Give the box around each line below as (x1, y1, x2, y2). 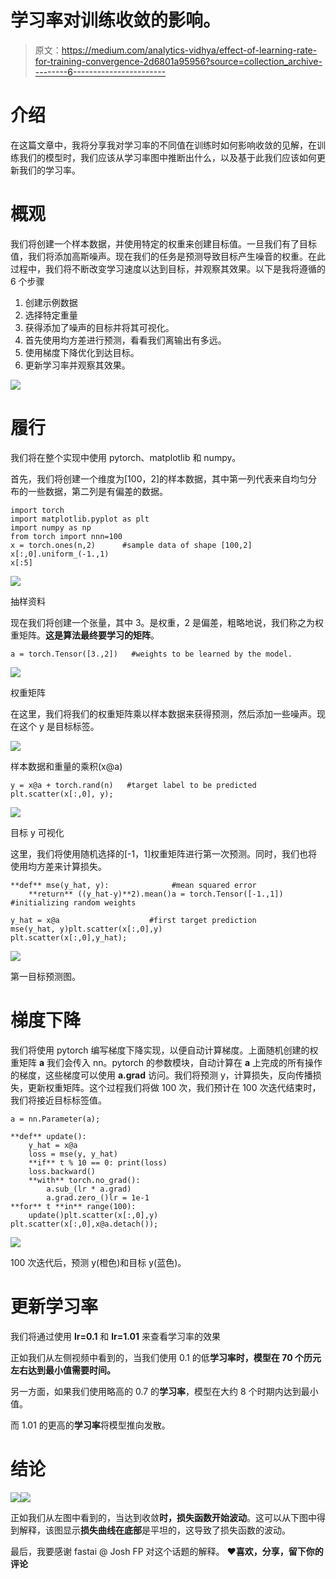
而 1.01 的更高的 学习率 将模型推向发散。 (10, 1419, 171, 1431)
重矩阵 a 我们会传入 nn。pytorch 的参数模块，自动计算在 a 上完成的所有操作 (10, 1056, 323, 1068)
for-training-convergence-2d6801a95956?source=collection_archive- (34, 55, 323, 67)
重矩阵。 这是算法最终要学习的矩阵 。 (10, 629, 160, 641)
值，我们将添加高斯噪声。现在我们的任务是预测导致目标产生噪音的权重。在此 (10, 250, 326, 262)
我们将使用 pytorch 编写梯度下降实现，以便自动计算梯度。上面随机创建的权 (10, 1044, 319, 1056)
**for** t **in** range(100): (10, 1201, 137, 1211)
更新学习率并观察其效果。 (24, 359, 131, 371)
